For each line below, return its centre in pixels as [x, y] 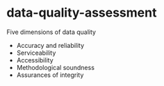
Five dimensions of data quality [51, 32]
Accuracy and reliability [50, 45]
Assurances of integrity [50, 75]
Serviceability [36, 53]
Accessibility [35, 60]
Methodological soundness [56, 67]
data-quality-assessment [82, 13]
